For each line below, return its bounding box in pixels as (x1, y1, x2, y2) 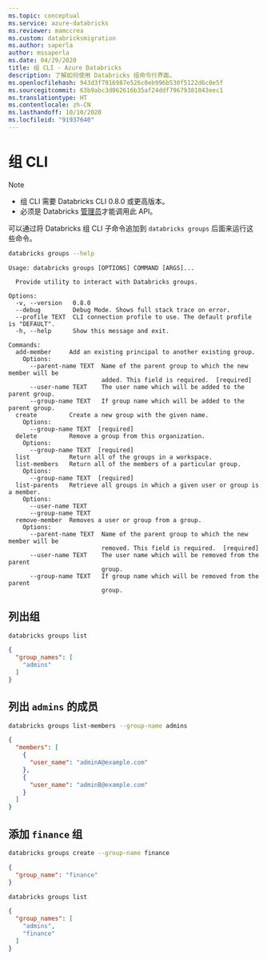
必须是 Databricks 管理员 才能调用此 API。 (19, 206, 157, 216)
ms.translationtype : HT (8, 94, 88, 102)
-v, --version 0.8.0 (15, 299, 91, 307)
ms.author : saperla (8, 42, 74, 50)
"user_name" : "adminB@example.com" (29, 781, 149, 789)
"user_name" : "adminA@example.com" (29, 758, 149, 767)
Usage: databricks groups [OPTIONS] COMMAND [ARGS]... (8, 263, 195, 272)
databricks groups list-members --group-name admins (8, 721, 188, 729)
